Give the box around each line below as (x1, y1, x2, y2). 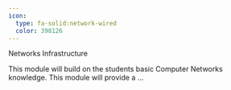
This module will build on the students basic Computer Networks (8, 64, 223, 74)
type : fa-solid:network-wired (15, 19, 117, 27)
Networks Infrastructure (8, 49, 89, 59)
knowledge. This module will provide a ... (8, 73, 144, 83)
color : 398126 (15, 27, 63, 35)
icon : (8, 11, 27, 20)
